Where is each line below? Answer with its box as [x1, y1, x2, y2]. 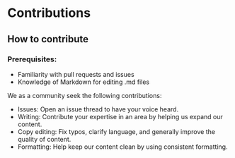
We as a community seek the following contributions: [7, 91, 162, 99]
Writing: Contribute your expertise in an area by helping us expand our [17, 112, 223, 121]
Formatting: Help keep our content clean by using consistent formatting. [17, 142, 228, 151]
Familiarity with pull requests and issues [17, 70, 134, 78]
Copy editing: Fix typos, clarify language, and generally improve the [17, 127, 216, 135]
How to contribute [7, 33, 89, 45]
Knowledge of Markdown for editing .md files [17, 78, 150, 86]
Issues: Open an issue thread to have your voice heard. [17, 104, 179, 114]
